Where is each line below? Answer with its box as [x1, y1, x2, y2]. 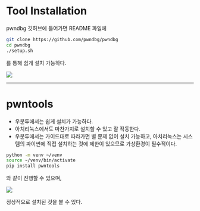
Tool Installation [6, 4, 87, 18]
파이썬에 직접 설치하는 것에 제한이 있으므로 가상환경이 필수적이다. [26, 140, 177, 147]
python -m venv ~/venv [6, 152, 62, 158]
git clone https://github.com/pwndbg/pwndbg [6, 36, 118, 42]
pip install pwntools [6, 163, 60, 169]
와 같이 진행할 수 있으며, [6, 175, 62, 182]
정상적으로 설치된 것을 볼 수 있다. [6, 198, 83, 206]
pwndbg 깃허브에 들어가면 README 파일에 [6, 24, 107, 32]
